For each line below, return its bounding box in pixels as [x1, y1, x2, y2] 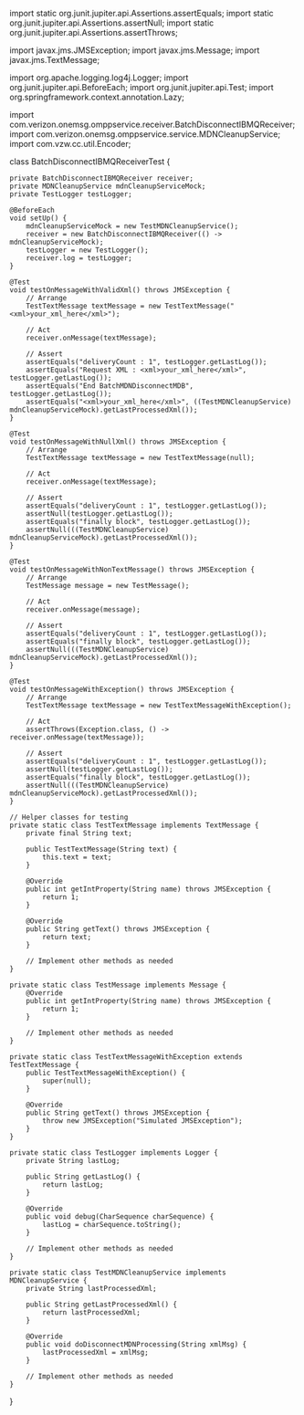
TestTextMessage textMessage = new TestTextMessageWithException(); [26, 701, 292, 710]
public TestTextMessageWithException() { [26, 1068, 185, 1077]
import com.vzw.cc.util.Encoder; [9, 139, 131, 149]
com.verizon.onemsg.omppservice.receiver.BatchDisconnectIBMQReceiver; [9, 119, 296, 130]
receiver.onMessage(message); [26, 605, 142, 614]
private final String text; [26, 829, 132, 838]
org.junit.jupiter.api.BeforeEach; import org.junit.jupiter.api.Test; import [9, 82, 274, 92]
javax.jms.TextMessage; [9, 55, 100, 65]
